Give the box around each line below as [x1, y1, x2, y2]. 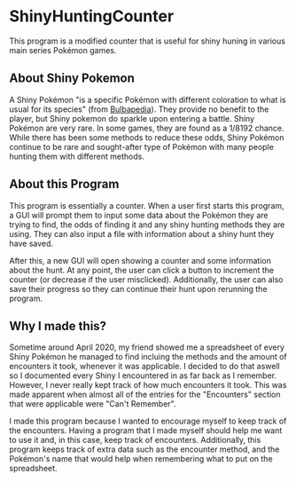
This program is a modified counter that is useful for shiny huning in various [9, 36, 286, 46]
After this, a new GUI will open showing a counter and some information [9, 255, 272, 265]
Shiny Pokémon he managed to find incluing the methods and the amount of [9, 352, 288, 362]
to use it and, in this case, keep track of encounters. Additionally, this [9, 435, 261, 446]
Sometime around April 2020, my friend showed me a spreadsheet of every [9, 342, 285, 352]
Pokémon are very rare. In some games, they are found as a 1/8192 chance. [9, 122, 284, 133]
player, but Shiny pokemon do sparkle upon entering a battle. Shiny [9, 113, 255, 123]
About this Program [9, 177, 120, 192]
